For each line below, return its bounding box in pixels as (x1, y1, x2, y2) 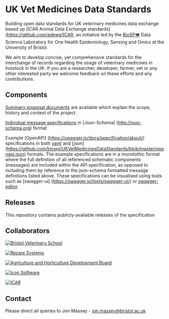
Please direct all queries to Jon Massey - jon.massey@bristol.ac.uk (5, 308, 146, 314)
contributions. (5, 75, 35, 82)
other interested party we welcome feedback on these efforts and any (5, 70, 152, 76)
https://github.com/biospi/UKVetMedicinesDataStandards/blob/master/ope (7, 145, 164, 151)
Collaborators (5, 226, 50, 235)
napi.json (5, 151, 24, 157)
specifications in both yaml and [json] (5, 140, 84, 146)
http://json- (118, 119, 142, 125)
